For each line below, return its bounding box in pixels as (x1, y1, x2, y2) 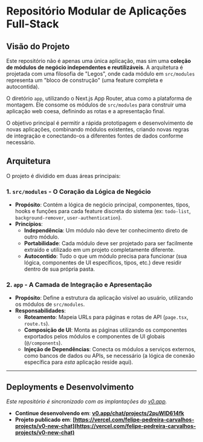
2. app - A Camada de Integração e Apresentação (6, 280, 152, 289)
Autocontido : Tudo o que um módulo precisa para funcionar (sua (24, 252, 187, 260)
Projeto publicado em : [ (14, 416, 76, 423)
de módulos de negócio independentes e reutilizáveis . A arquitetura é (6, 64, 183, 71)
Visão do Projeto (6, 41, 70, 51)
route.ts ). (24, 320, 50, 328)
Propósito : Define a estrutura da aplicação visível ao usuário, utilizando (14, 294, 193, 302)
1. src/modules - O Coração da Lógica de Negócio (6, 187, 151, 196)
